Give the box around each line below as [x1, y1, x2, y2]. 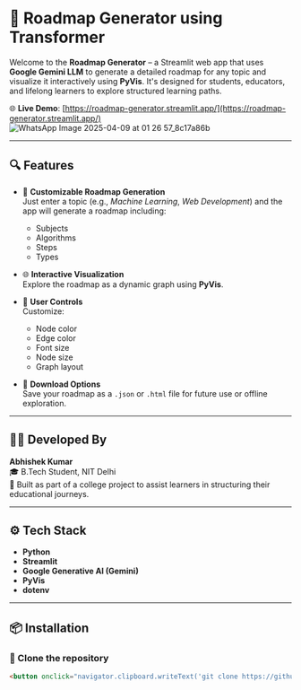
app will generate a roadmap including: [21, 205, 167, 216]
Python [21, 546, 51, 557]
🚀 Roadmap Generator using [9, 8, 223, 29]
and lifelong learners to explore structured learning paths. [9, 85, 222, 96]
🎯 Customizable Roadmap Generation [21, 186, 166, 197]
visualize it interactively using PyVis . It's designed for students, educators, [9, 75, 286, 86]
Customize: [21, 305, 64, 317]
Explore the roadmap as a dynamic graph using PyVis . [21, 278, 224, 290]
